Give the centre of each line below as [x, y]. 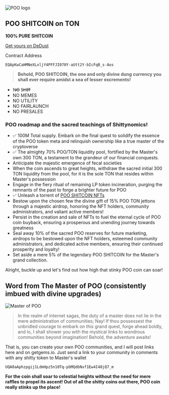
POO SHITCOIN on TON [42, 24]
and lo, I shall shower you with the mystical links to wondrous [81, 332]
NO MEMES [25, 95]
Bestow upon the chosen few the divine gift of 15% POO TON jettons [84, 201]
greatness [23, 228]
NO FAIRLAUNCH [31, 106]
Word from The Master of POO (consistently [76, 286]
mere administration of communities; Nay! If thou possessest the [85, 321]
